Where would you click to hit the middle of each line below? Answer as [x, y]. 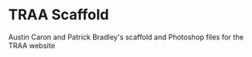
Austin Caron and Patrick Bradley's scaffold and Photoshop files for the [126, 37]
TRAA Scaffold [59, 15]
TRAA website [32, 45]
